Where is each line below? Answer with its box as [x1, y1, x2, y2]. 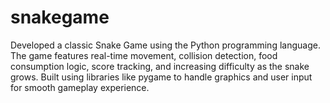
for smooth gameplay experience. [10, 81, 150, 93]
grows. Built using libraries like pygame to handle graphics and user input [10, 71, 313, 83]
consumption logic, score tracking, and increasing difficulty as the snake [10, 60, 310, 72]
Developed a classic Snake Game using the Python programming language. [10, 39, 321, 51]
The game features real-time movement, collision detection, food [10, 49, 278, 61]
